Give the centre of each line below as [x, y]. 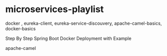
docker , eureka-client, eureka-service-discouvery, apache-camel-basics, [84, 23]
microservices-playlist [55, 9]
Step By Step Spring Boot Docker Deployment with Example [68, 38]
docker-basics [20, 28]
